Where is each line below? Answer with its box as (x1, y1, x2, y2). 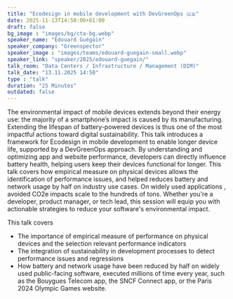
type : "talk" (7, 75, 49, 83)
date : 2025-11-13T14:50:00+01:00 (7, 17, 105, 24)
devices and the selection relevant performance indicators (17, 239, 187, 248)
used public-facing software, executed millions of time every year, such (17, 270, 225, 278)
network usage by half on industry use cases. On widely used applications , (7, 182, 226, 191)
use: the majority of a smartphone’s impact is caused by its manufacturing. (7, 115, 223, 124)
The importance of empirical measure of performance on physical (17, 232, 208, 241)
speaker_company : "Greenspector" (7, 43, 105, 50)
